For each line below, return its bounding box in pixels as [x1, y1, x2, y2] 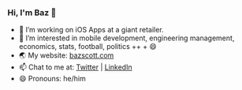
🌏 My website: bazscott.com [18, 51, 114, 60]
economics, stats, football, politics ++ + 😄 [18, 42, 157, 51]
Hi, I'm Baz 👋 [7, 7, 57, 18]
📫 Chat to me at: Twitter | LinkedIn [18, 62, 132, 72]
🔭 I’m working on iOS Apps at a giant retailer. [18, 25, 164, 35]
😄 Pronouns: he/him [18, 74, 86, 84]
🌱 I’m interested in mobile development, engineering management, [18, 33, 235, 43]
